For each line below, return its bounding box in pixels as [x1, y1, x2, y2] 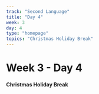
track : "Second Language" [6, 8, 70, 15]
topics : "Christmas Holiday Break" [6, 36, 94, 42]
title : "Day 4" [6, 14, 44, 20]
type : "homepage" [6, 31, 49, 36]
